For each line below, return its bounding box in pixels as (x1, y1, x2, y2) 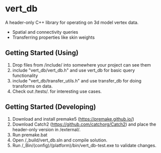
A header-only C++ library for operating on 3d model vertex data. (5, 19, 139, 25)
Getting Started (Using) (5, 49, 79, 57)
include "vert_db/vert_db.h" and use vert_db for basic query (12, 67, 135, 73)
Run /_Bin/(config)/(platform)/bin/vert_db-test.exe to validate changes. (12, 142, 157, 148)
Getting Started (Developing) (5, 103, 97, 111)
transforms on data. (12, 83, 53, 89)
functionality (12, 73, 38, 78)
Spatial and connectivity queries (12, 29, 78, 35)
